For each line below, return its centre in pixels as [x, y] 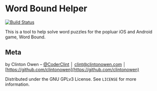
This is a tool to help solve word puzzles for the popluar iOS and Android [79, 31]
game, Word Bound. [25, 37]
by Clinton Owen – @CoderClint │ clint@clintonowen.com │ [65, 64]
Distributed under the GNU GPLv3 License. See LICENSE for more [71, 79]
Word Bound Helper [46, 9]
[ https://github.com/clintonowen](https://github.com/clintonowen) [72, 69]
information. [18, 84]
